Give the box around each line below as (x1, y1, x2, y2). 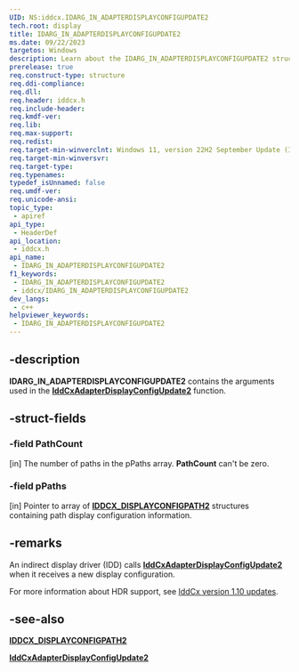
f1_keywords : (9, 270, 58, 279)
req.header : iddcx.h (9, 95, 86, 105)
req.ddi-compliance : (9, 79, 86, 88)
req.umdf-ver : (9, 187, 62, 196)
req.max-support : (9, 129, 74, 138)
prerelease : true (9, 63, 74, 72)
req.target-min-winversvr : (9, 153, 109, 163)
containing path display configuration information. (9, 509, 193, 521)
